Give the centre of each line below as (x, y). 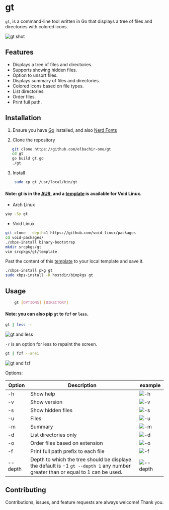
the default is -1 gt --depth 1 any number (80, 466)
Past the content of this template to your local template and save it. (75, 261)
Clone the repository (34, 140)
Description (82, 385)
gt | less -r (19, 325)
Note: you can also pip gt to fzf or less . (47, 314)
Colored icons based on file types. (48, 86)
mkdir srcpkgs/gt (23, 247)
